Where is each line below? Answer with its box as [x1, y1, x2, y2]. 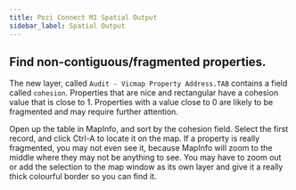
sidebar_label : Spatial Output [9, 21, 126, 30]
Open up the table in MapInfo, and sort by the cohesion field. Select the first [9, 124, 289, 135]
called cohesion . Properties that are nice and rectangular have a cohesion [9, 87, 279, 98]
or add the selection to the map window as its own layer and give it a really [9, 161, 284, 172]
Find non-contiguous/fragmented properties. [9, 54, 267, 70]
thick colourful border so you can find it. [9, 171, 158, 182]
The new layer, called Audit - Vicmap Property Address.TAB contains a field [9, 78, 288, 89]
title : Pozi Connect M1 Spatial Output [9, 12, 158, 22]
